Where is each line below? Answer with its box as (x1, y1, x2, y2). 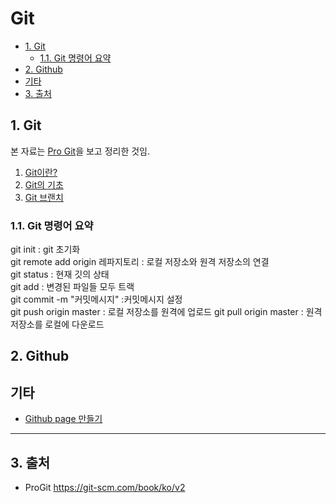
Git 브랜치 (24, 191, 64, 203)
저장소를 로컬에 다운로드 (10, 318, 105, 331)
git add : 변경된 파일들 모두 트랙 (10, 281, 135, 293)
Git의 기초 (24, 178, 64, 191)
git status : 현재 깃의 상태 (10, 268, 110, 281)
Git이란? (24, 166, 58, 178)
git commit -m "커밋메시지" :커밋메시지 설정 (10, 293, 183, 306)
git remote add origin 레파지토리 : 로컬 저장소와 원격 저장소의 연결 (10, 256, 270, 268)
